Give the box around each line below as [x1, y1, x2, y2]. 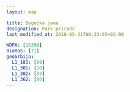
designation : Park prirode [6, 26, 75, 32]
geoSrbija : [6, 54, 34, 60]
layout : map [6, 9, 37, 15]
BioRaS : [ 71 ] [6, 48, 40, 54]
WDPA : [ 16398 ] [6, 42, 43, 49]
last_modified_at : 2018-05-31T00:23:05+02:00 [6, 31, 124, 37]
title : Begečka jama [6, 19, 59, 26]
